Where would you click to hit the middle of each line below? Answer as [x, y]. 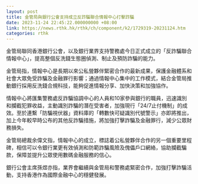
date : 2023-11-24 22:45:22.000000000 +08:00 [62, 22]
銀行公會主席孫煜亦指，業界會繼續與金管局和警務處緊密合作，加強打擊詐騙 [96, 167]
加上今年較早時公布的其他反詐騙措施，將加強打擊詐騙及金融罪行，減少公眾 [96, 120]
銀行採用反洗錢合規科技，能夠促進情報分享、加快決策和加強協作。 [91, 86]
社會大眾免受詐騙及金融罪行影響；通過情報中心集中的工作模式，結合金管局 [96, 78]
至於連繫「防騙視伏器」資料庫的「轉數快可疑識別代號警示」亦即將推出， [104, 113]
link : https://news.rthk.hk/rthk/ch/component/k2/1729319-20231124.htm [96, 28]
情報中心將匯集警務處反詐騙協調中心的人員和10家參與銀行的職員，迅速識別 [97, 98]
